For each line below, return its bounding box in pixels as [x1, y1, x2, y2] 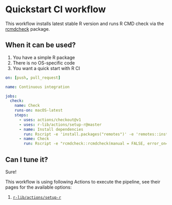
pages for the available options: [5, 184, 72, 190]
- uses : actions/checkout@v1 [18, 117, 81, 122]
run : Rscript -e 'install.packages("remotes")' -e [24, 131, 134, 136]
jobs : [5, 94, 17, 99]
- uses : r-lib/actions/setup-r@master [18, 122, 102, 127]
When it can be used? [5, 41, 76, 50]
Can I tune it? [5, 155, 49, 164]
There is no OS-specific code [12, 60, 75, 66]
